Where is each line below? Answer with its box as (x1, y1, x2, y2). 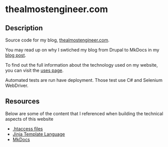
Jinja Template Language (12, 131, 65, 137)
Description (5, 24, 43, 32)
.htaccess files (12, 125, 43, 132)
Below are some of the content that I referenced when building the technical (5, 110, 163, 117)
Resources (5, 97, 40, 106)
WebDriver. (5, 82, 29, 88)
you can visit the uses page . (5, 67, 64, 73)
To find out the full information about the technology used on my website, (5, 62, 158, 68)
